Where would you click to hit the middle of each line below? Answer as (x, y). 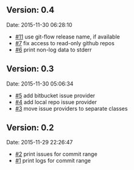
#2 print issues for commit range (56, 154)
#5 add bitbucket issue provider (55, 95)
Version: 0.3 (30, 69)
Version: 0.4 (30, 10)
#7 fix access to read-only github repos (65, 43)
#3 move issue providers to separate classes (71, 108)
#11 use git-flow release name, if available (67, 37)
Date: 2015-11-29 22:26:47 (40, 142)
